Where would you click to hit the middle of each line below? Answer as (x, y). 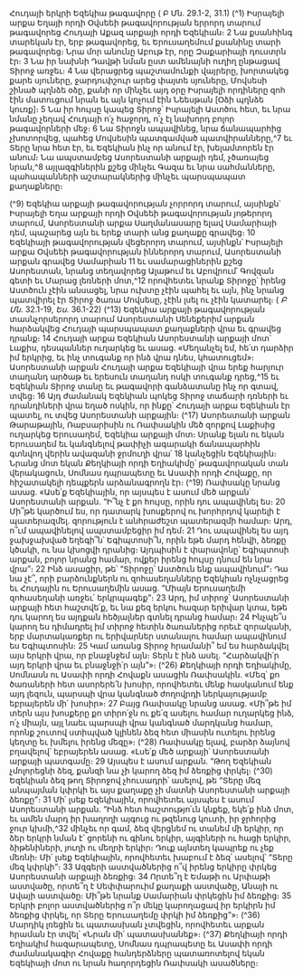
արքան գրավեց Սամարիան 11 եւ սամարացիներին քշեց (126, 261)
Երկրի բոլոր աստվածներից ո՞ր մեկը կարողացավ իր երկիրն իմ (142, 905)
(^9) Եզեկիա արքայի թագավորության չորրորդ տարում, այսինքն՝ (145, 204)
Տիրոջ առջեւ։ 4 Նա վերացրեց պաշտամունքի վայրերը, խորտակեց (149, 71)
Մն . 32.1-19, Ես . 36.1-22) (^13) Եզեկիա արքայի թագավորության (137, 309)
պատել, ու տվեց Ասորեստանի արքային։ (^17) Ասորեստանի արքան (150, 415)
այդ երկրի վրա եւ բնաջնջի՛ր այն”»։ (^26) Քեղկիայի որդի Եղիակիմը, (151, 665)
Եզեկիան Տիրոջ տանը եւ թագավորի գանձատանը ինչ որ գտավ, (144, 386)
